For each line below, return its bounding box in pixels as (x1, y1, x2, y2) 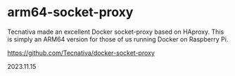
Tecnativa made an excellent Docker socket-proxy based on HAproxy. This (7, 27, 224, 36)
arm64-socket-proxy (7, 4, 134, 20)
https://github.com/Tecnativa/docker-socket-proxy (7, 49, 155, 57)
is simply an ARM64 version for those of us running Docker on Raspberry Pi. (7, 34, 229, 43)
